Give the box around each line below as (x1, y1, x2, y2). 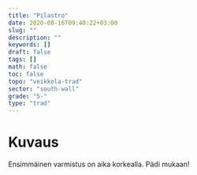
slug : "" (8, 26, 37, 34)
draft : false (8, 48, 51, 56)
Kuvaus (8, 133, 59, 151)
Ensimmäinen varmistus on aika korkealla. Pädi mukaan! (8, 159, 190, 169)
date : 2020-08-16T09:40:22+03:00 (8, 19, 118, 27)
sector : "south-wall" (8, 84, 80, 93)
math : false (8, 63, 47, 71)
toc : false (8, 70, 44, 78)
